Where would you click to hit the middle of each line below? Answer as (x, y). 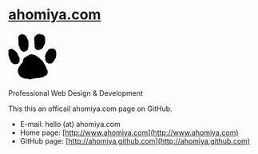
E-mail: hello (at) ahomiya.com (70, 124)
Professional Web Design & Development (76, 93)
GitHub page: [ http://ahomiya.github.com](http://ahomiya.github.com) (135, 140)
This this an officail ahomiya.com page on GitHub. (91, 109)
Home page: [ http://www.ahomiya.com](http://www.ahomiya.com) (129, 132)
